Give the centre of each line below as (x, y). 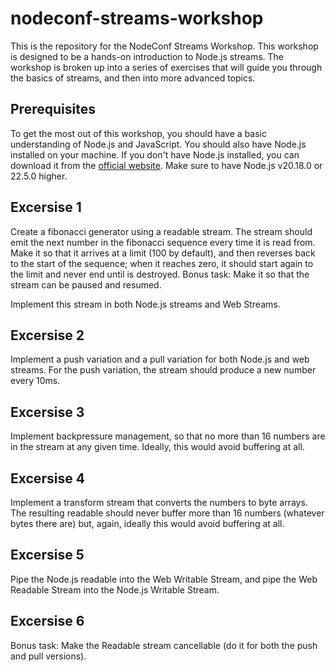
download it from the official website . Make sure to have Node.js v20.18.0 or (166, 165)
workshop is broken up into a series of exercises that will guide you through (166, 67)
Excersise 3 (47, 412)
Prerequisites (53, 109)
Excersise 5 (47, 555)
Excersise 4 (47, 478)
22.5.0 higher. (39, 176)
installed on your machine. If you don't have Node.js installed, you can (155, 154)
